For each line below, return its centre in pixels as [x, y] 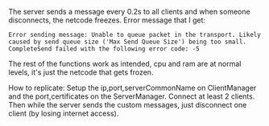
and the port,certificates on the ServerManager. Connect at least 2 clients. [132, 96]
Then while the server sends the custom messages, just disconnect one [128, 105]
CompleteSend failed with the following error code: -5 [104, 49]
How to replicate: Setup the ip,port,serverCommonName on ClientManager [132, 88]
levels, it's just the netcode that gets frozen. [81, 72]
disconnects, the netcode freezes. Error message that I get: [107, 20]
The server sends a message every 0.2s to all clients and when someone [130, 12]
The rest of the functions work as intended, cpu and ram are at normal [125, 64]
